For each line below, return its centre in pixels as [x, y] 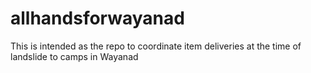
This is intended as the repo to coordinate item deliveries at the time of [156, 46]
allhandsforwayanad [97, 18]
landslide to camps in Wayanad [74, 56]
